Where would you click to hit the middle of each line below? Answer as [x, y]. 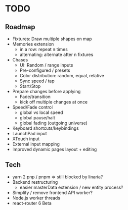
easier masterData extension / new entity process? [71, 187]
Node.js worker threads [36, 198]
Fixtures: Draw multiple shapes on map [52, 39]
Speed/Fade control [32, 107]
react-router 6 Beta [32, 203]
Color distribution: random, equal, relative [62, 76]
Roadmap [20, 27]
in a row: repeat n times [44, 49]
